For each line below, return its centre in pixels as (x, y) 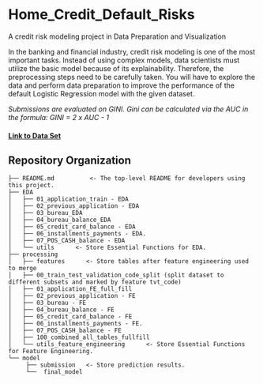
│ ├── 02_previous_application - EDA (74, 206)
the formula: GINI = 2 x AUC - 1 (58, 117)
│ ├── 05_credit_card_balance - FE (70, 317)
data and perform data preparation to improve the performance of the (122, 85)
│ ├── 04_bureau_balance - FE (61, 310)
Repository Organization (70, 160)
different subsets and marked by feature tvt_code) (95, 282)
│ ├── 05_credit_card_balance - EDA (72, 227)
